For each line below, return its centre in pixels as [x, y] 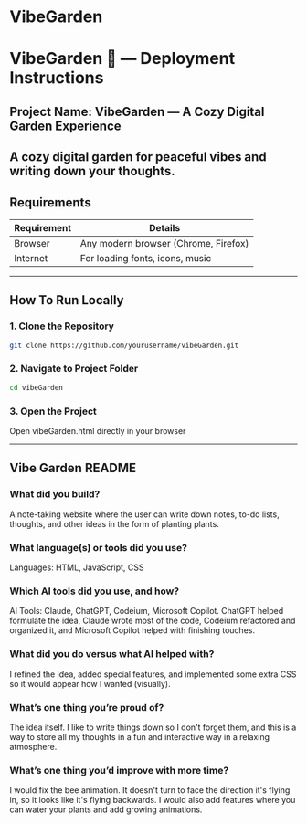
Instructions [57, 78]
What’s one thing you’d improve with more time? [119, 770]
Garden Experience [65, 126]
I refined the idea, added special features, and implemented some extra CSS [153, 674]
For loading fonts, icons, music [146, 258]
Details [165, 227]
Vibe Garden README [73, 468]
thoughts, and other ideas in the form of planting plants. [114, 523]
